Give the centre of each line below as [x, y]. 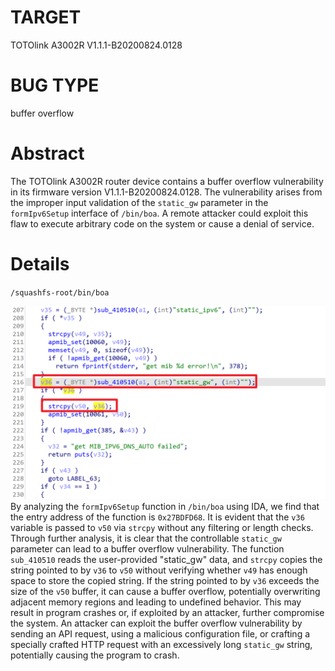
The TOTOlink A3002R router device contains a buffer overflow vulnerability [167, 181]
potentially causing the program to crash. [95, 655]
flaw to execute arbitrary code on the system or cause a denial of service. [162, 223]
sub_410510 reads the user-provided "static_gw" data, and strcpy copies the [166, 559]
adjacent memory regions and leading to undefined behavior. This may [156, 602]
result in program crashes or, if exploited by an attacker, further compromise [167, 612]
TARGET [46, 17]
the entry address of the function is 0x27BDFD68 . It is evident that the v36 [157, 517]
